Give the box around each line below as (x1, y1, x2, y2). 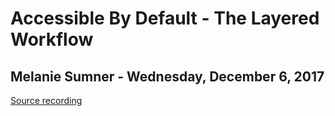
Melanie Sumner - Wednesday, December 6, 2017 (10, 68, 325, 85)
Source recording (10, 95, 83, 106)
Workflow (10, 28, 94, 51)
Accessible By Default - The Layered (10, 7, 320, 30)
